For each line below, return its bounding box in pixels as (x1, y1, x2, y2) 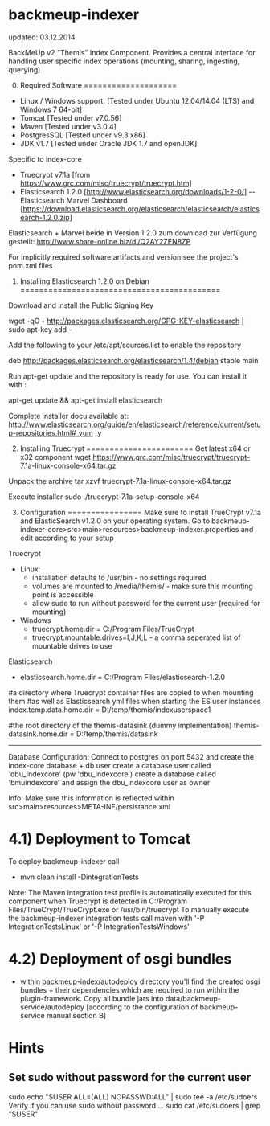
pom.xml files (8, 260, 54, 270)
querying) (8, 64, 41, 74)
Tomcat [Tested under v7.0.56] (19, 113, 122, 122)
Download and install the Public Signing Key (8, 300, 154, 310)
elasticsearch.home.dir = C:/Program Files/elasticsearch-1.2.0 (19, 672, 226, 682)
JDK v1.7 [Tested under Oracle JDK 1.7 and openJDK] (19, 138, 198, 148)
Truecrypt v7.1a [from (19, 170, 91, 179)
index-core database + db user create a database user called (8, 760, 211, 770)
